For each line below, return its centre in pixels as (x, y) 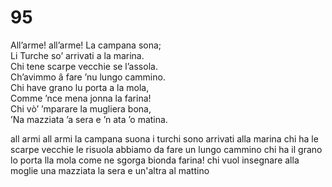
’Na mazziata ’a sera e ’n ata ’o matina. (89, 119)
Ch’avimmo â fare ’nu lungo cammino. (88, 77)
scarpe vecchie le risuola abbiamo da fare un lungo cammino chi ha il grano (166, 149)
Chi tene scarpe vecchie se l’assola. (84, 66)
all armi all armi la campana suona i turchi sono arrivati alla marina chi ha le (164, 138)
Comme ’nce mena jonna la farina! (81, 98)
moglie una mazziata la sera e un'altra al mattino (110, 170)
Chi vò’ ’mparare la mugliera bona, (81, 108)
